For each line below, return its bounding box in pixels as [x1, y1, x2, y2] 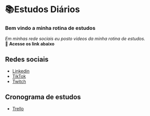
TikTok [12, 73, 26, 79]
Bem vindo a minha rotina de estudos [5, 25, 96, 32]
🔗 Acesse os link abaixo [5, 41, 55, 47]
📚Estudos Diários [5, 4, 80, 15]
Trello [12, 106, 24, 112]
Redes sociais [5, 55, 49, 64]
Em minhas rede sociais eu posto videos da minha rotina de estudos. [5, 36, 146, 42]
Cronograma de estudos [5, 93, 81, 101]
